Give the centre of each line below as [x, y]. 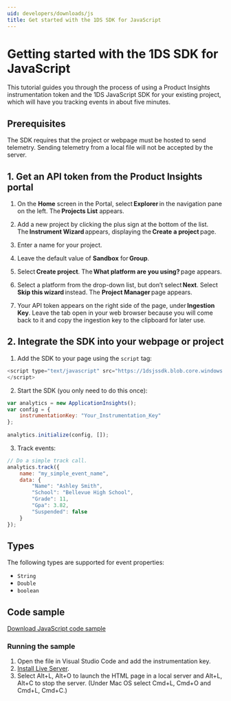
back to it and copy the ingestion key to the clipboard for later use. [111, 320]
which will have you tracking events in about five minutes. [89, 102]
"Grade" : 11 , [51, 499]
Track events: [36, 448]
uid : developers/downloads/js [51, 13]
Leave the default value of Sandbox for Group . [83, 258]
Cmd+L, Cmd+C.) [42, 691]
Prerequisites [36, 123]
